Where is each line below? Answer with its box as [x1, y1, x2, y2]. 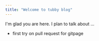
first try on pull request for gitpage [12, 30, 83, 36]
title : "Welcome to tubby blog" [5, 7, 72, 12]
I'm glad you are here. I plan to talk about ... [5, 21, 95, 27]
